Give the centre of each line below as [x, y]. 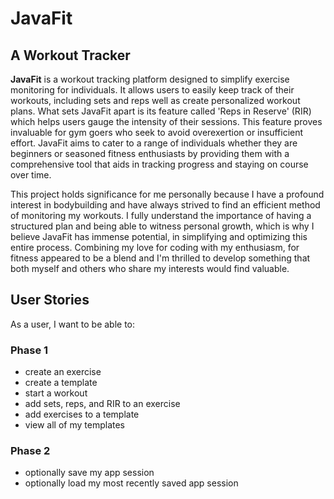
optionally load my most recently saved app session [131, 483]
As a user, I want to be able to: [73, 324]
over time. [31, 175]
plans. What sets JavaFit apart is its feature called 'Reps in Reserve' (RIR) [161, 111]
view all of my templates [75, 425]
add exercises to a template [82, 414]
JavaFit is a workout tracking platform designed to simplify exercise [150, 79]
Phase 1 [29, 350]
